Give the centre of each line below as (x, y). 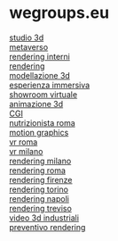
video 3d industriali (44, 218)
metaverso (29, 46)
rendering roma (38, 170)
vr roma (24, 142)
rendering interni (40, 56)
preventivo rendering (47, 227)
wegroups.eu (59, 13)
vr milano (26, 151)
